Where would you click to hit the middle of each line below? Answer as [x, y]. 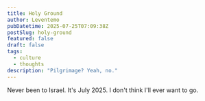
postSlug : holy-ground [39, 32]
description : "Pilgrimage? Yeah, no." [62, 70]
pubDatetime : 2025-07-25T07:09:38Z [58, 26]
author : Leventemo [33, 20]
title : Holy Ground [35, 13]
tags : [15, 52]
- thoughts [29, 64]
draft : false [26, 45]
